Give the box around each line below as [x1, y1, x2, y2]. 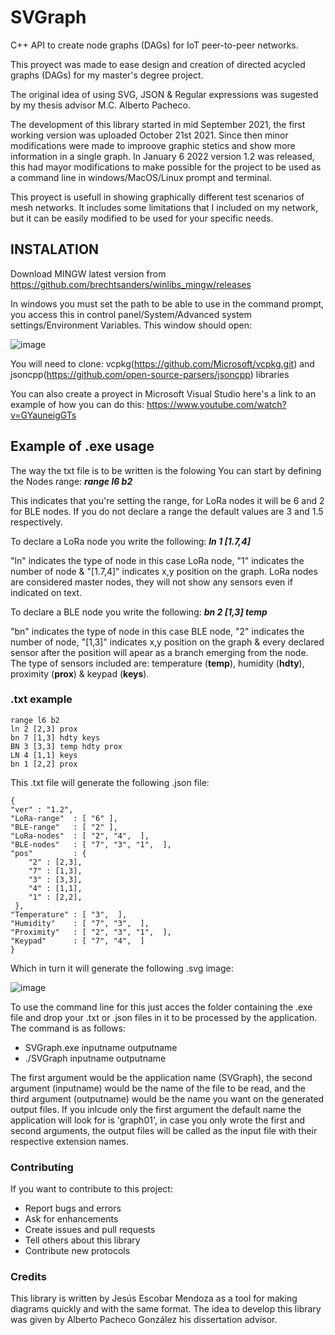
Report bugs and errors [24, 1202, 122, 1215]
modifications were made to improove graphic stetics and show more [10, 139, 296, 151]
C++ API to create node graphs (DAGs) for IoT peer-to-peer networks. [10, 39, 299, 51]
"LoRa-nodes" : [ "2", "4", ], [10, 831, 150, 841]
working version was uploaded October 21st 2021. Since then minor [10, 129, 289, 141]
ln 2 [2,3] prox [10, 724, 78, 734]
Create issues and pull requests [24, 1224, 156, 1236]
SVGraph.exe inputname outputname [24, 1041, 178, 1053]
